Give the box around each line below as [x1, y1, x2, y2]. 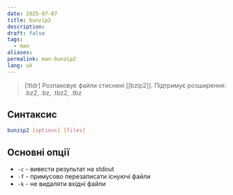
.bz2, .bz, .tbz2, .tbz [24, 88, 82, 97]
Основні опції [7, 146, 70, 158]
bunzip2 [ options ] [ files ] [7, 127, 86, 134]
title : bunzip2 [7, 17, 52, 24]
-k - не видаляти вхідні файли [17, 180, 106, 188]
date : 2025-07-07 [7, 10, 58, 17]
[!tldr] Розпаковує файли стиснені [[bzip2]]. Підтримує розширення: [24, 81, 227, 89]
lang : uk [7, 62, 33, 69]
